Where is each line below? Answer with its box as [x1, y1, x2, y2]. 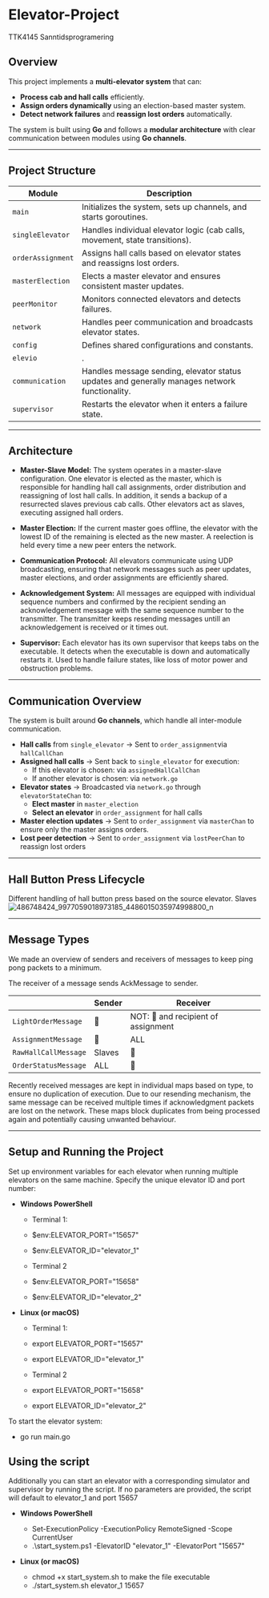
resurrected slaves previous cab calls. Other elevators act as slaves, [19, 499, 246, 509]
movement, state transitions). [81, 234, 192, 245]
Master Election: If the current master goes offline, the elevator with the [19, 523, 259, 533]
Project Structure [8, 164, 96, 178]
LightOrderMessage [12, 1016, 82, 1026]
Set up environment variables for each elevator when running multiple [8, 1166, 239, 1176]
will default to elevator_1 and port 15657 [8, 1493, 139, 1503]
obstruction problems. [19, 663, 94, 674]
